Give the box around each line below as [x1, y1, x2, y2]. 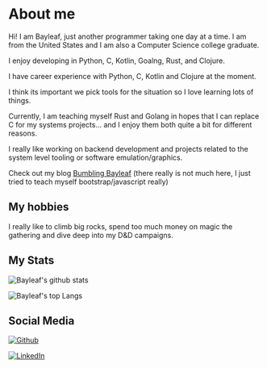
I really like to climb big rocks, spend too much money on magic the [8, 221, 233, 231]
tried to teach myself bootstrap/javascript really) [8, 177, 169, 186]
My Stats [8, 253, 55, 267]
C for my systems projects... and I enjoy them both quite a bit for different [8, 119, 252, 129]
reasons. [8, 128, 38, 138]
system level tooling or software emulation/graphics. [8, 153, 183, 162]
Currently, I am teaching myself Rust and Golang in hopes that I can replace [8, 111, 260, 121]
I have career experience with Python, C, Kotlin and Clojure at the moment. [8, 71, 257, 81]
